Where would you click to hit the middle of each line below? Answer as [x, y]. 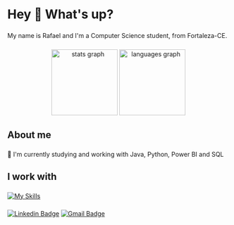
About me [29, 135]
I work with [32, 176]
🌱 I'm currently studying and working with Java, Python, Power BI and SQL [116, 155]
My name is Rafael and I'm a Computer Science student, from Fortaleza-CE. [117, 36]
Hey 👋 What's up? [61, 14]
